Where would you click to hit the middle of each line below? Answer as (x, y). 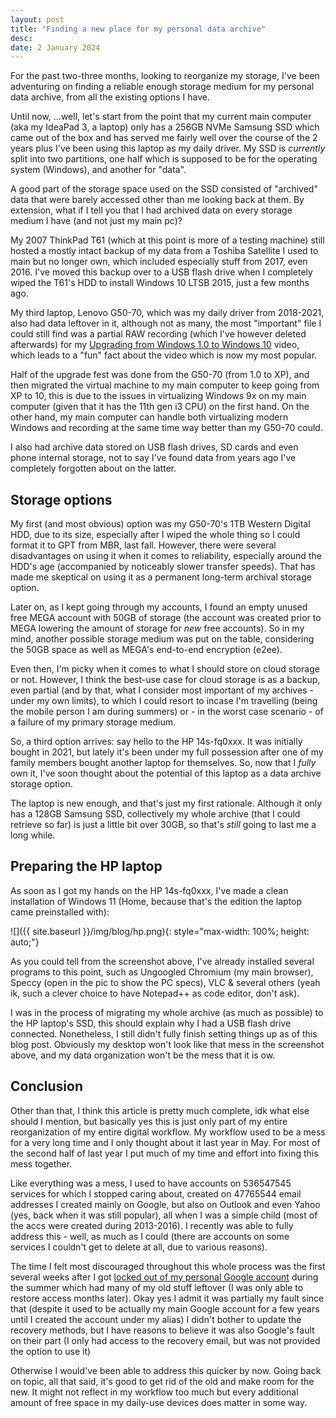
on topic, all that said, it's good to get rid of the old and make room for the (162, 1381)
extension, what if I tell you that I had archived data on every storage (151, 210)
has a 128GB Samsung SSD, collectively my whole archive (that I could (155, 814)
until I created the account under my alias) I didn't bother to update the (156, 1319)
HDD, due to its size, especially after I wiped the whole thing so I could (155, 535)
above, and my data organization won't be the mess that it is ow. (143, 1055)
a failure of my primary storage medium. (93, 722)
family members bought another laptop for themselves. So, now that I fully (163, 763)
